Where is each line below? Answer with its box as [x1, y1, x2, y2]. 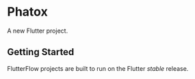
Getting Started [7, 46, 75, 58]
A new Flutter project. [7, 27, 68, 35]
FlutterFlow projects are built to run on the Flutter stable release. [7, 64, 189, 72]
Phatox [7, 4, 48, 20]
